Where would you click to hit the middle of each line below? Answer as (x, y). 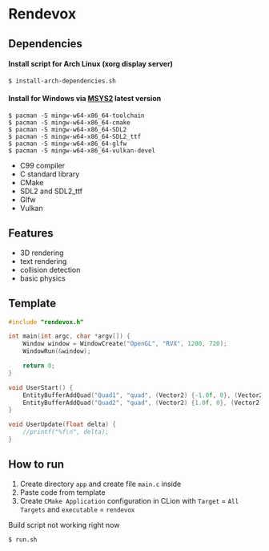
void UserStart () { (41, 387)
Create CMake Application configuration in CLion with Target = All (129, 500)
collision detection (50, 269)
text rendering (43, 261)
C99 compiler (42, 165)
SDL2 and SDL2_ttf (51, 191)
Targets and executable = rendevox (77, 509)
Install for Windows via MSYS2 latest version (85, 99)
